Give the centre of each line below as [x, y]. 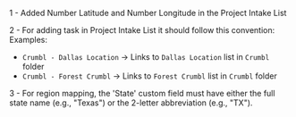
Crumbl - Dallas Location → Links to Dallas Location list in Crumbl [146, 57]
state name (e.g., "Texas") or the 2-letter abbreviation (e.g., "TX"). [131, 103]
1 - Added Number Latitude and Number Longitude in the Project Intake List [148, 13]
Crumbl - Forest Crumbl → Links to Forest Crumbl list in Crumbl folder [149, 76]
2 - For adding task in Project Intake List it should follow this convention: [142, 30]
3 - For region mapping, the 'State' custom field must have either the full [142, 93]
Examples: [28, 40]
